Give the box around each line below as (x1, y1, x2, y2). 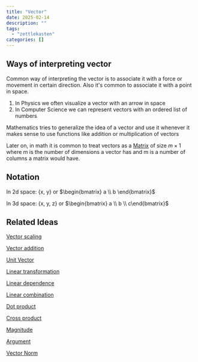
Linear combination (6, 291, 54, 298)
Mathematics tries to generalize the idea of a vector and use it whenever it (6, 124, 190, 131)
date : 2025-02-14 (6, 14, 50, 20)
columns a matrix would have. (6, 155, 80, 162)
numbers (14, 112, 38, 119)
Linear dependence (6, 280, 55, 287)
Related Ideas (6, 217, 58, 227)
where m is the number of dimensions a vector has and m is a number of (6, 148, 186, 155)
